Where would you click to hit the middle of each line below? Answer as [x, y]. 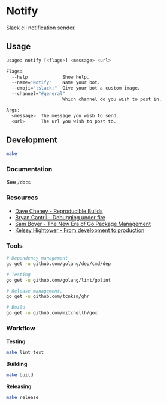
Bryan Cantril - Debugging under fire [60, 217]
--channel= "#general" [39, 94]
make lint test [25, 353]
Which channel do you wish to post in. [112, 99]
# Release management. [34, 291]
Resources [22, 198]
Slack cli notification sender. [41, 28]
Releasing [19, 386]
